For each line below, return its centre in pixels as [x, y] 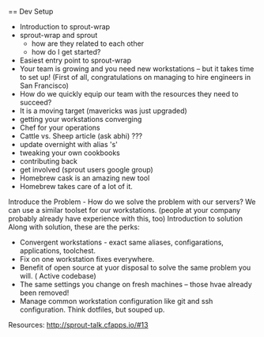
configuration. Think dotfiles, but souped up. [92, 309]
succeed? [36, 102]
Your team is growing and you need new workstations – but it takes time [137, 69]
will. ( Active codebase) [58, 276]
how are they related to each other [88, 44]
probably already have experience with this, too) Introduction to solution [126, 218]
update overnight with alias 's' [69, 144]
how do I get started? [66, 52]
